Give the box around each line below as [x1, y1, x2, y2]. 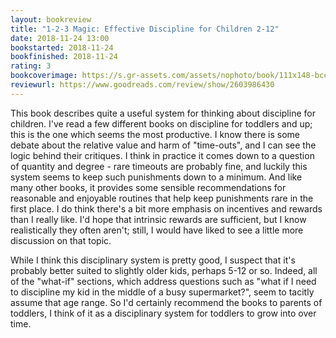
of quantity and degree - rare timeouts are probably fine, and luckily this [10, 160, 308, 172]
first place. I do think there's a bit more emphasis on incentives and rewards [10, 202, 323, 215]
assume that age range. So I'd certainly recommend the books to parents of [10, 296, 323, 308]
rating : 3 [10, 61, 52, 71]
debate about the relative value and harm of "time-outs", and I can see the [10, 139, 317, 151]
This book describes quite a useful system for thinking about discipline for [10, 107, 316, 119]
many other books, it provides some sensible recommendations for [10, 181, 287, 193]
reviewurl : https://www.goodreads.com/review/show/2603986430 [10, 80, 275, 90]
